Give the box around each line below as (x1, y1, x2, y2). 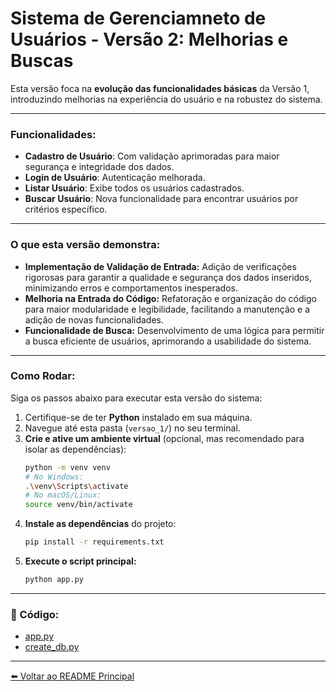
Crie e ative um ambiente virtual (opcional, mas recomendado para (24, 432, 305, 444)
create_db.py (24, 641, 80, 653)
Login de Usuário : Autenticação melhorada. (24, 172, 206, 184)
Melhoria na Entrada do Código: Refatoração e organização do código (24, 292, 317, 304)
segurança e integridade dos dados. (24, 161, 175, 173)
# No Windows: (24, 472, 84, 482)
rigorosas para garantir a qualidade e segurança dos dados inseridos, (24, 271, 312, 283)
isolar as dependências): (24, 443, 127, 455)
